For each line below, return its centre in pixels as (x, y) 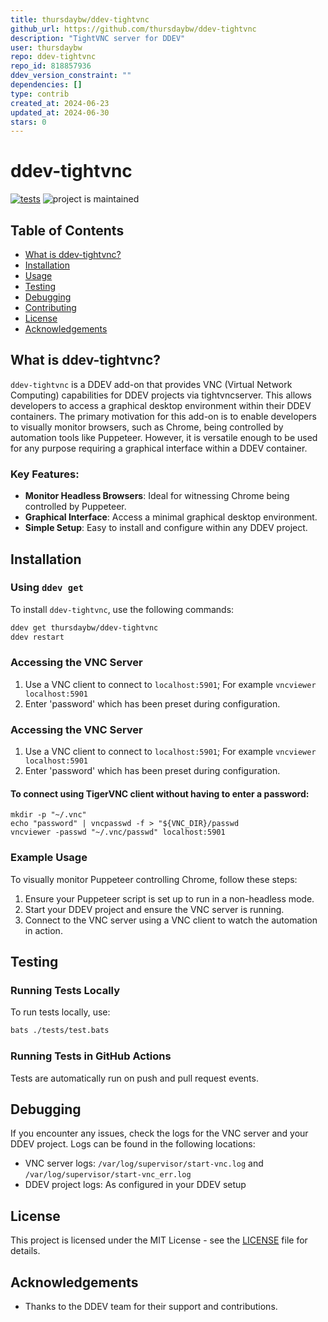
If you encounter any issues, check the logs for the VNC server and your (159, 1133)
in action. (43, 930)
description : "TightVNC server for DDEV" (98, 38)
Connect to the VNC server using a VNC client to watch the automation (171, 920)
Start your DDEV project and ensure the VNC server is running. (154, 909)
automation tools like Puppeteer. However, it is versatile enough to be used (164, 437)
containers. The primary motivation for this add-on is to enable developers (163, 416)
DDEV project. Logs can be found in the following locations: (133, 1144)
